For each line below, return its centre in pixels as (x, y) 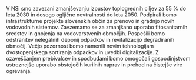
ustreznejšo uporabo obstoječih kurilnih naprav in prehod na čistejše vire (94, 65)
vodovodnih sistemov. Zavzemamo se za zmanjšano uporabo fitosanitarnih (97, 27)
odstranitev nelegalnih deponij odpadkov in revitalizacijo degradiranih (90, 40)
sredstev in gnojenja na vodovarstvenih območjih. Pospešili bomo (86, 34)
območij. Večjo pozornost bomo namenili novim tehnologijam (80, 46)
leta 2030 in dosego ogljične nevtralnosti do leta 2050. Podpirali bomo (91, 15)
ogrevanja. (19, 71)
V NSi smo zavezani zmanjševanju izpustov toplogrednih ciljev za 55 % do (96, 9)
